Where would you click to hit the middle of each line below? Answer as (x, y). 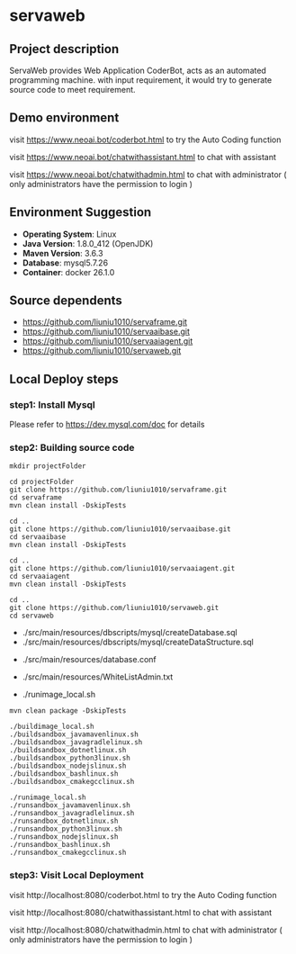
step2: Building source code (72, 448)
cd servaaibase (38, 537)
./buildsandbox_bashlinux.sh (64, 774)
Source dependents (66, 301)
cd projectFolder (42, 482)
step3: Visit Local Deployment (76, 876)
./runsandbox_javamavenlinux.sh (70, 805)
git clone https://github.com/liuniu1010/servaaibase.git (120, 529)
